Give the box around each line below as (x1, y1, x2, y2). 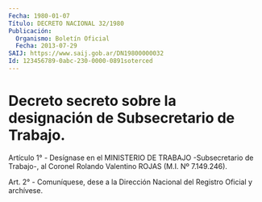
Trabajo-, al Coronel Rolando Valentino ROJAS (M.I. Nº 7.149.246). (8, 161, 228, 170)
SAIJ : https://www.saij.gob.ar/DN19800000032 (8, 49, 164, 57)
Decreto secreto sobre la (8, 92, 177, 110)
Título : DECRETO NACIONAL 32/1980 (8, 19, 125, 27)
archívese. (8, 185, 43, 195)
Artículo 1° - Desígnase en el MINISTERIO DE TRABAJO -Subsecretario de (8, 153, 254, 162)
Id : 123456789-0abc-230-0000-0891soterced (8, 57, 153, 65)
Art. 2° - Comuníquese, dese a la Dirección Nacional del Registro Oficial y (8, 177, 252, 187)
